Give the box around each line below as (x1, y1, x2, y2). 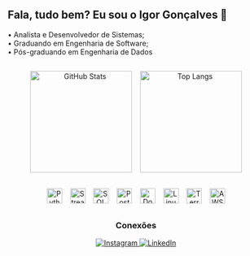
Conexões (116, 219, 156, 231)
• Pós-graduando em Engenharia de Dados (7, 46, 153, 57)
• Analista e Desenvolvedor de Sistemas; (7, 29, 145, 39)
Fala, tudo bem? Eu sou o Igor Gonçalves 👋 (7, 8, 228, 22)
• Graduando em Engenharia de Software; (7, 38, 149, 48)
